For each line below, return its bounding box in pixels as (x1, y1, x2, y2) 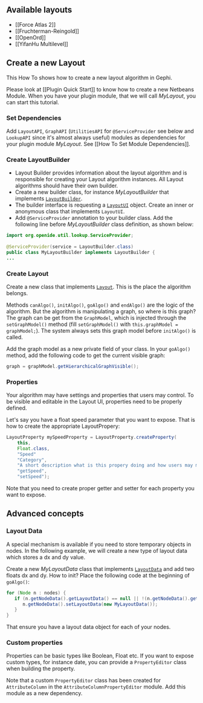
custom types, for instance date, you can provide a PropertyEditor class (6, 659, 187, 666)
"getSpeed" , (17, 468, 47, 475)
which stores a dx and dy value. (6, 553, 86, 561)
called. (6, 333, 23, 341)
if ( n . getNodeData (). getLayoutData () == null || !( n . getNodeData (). (14, 595, 191, 602)
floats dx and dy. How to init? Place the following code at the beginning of (6, 571, 190, 579)
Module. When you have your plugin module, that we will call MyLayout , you (6, 92, 196, 99)
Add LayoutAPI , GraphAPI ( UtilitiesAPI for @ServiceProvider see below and (6, 127, 195, 135)
